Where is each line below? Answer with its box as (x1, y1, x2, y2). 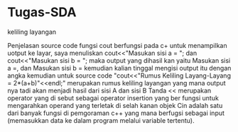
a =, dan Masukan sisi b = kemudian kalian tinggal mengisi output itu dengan (7, 64, 232, 72)
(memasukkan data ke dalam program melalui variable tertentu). (7, 116, 195, 124)
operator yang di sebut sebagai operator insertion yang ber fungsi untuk (7, 93, 219, 102)
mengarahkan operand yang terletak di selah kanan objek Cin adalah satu (7, 101, 223, 109)
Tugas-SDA (7, 4, 77, 20)
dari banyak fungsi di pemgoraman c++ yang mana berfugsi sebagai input (7, 109, 225, 117)
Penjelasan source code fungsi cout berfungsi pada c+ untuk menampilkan (7, 41, 227, 49)
